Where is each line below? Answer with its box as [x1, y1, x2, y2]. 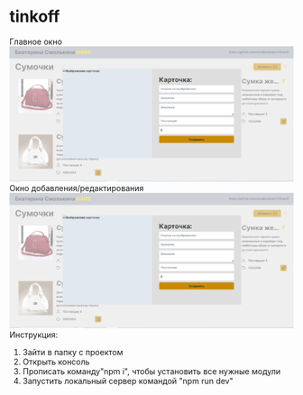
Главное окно [9, 36, 63, 47]
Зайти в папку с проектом [22, 346, 124, 357]
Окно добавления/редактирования [9, 182, 144, 193]
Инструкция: [9, 329, 59, 340]
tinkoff [9, 6, 60, 27]
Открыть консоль [22, 356, 90, 367]
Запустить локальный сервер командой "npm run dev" [22, 375, 234, 386]
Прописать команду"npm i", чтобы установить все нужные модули [22, 365, 281, 376]
